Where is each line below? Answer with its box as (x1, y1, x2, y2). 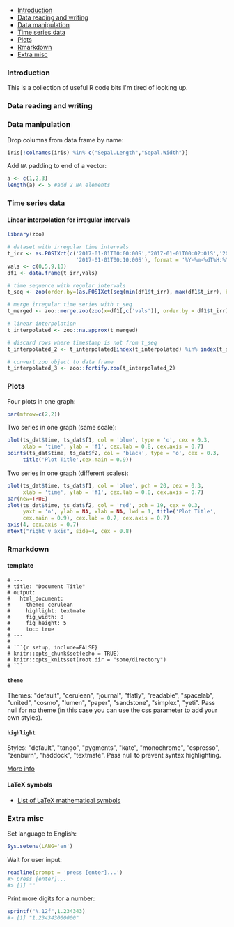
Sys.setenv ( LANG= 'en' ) (7, 843, 73, 850)
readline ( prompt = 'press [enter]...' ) (7, 868, 123, 876)
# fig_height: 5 (7, 620, 68, 627)
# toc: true (7, 626, 54, 633)
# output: (7, 589, 36, 596)
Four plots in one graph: (7, 397, 76, 405)
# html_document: (7, 596, 64, 603)
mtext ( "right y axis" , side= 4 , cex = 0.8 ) (7, 528, 132, 535)
